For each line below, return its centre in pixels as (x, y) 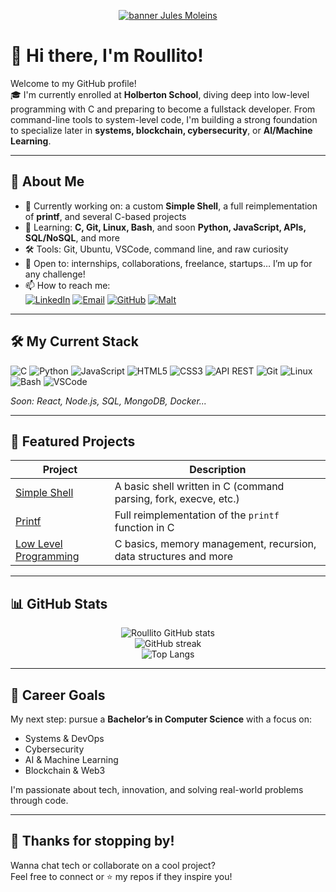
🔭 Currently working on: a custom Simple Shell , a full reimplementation (171, 206)
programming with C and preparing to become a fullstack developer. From (163, 109)
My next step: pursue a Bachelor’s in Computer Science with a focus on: (161, 719)
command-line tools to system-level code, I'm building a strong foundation (164, 119)
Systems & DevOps (64, 738)
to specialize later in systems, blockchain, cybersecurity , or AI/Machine (161, 130)
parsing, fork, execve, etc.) (177, 499)
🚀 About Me (47, 181)
